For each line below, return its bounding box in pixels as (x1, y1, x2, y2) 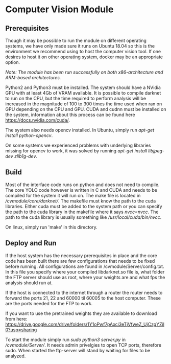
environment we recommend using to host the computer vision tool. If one (5, 49, 161, 54)
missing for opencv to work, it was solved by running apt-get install (5, 148, 147, 154)
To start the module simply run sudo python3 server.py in (5, 336, 126, 343)
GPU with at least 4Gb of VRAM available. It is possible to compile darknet (5, 90, 161, 96)
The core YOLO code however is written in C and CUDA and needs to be (5, 187, 157, 193)
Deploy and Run (5, 239, 57, 247)
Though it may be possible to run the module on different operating (5, 37, 146, 43)
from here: (5, 315, 28, 322)
